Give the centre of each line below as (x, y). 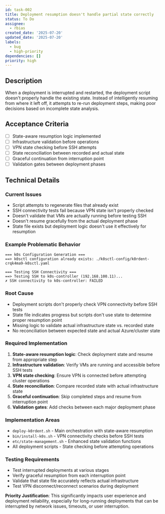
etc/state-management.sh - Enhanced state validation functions (77, 441)
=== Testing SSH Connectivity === (41, 272)
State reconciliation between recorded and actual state (68, 153)
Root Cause (19, 293)
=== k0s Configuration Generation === (45, 255)
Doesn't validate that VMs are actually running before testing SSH (79, 215)
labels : (13, 42)
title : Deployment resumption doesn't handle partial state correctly (80, 14)
